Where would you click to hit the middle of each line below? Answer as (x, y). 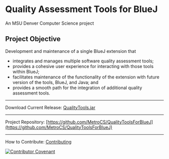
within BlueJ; (26, 71)
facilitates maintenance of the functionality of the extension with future (86, 77)
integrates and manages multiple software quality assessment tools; (83, 61)
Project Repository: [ (26, 122)
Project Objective (33, 39)
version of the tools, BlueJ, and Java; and (55, 82)
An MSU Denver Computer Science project (50, 23)
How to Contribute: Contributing (38, 141)
